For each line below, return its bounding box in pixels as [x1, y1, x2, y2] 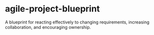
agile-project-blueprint [5, 3, 100, 14]
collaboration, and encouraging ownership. [5, 24, 91, 30]
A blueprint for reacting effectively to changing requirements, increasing [5, 19, 150, 25]
